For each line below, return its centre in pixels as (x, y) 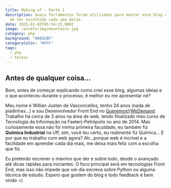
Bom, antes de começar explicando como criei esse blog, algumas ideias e (84, 90)
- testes (19, 57)
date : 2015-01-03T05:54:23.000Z (39, 24)
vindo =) (14, 180)
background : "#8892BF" (29, 39)
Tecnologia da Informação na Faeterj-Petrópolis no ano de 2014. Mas (78, 122)
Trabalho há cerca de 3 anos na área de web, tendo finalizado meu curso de (85, 116)
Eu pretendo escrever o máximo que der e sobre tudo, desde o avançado (82, 159)
